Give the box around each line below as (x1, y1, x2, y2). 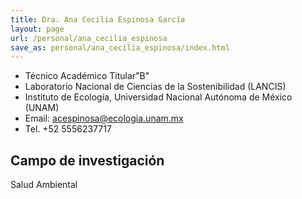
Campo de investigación (10, 152, 165, 169)
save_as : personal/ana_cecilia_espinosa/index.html (10, 42, 230, 53)
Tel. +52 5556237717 (24, 123, 112, 135)
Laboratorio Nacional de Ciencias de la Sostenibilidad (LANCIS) (24, 81, 287, 93)
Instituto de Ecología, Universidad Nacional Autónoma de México (24, 91, 293, 103)
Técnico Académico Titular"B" (24, 70, 150, 82)
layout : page (10, 24, 65, 34)
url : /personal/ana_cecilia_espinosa (10, 33, 168, 43)
